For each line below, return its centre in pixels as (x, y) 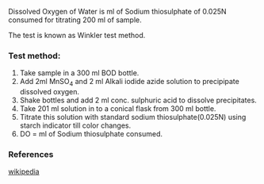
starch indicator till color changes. (75, 125)
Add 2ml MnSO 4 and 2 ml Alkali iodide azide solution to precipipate (129, 82)
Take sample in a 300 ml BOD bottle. (79, 73)
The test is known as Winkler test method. (77, 35)
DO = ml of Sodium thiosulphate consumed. (91, 134)
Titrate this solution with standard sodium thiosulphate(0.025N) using (133, 117)
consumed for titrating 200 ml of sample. (75, 20)
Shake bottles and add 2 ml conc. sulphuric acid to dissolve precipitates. (138, 100)
